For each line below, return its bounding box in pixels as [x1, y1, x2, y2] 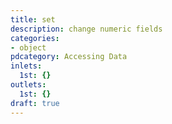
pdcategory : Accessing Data [10, 52, 128, 62]
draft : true [10, 98, 60, 108]
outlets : [10, 80, 47, 90]
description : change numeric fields [10, 24, 163, 34]
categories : [10, 33, 60, 43]
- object [10, 42, 47, 53]
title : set [10, 14, 56, 25]
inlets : [10, 61, 43, 71]
